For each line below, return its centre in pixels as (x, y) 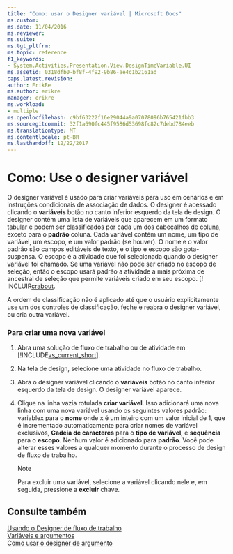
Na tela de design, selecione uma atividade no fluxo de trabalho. (109, 369)
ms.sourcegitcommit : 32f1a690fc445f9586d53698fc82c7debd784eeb (101, 124)
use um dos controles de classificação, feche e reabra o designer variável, (114, 307)
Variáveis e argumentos (41, 536)
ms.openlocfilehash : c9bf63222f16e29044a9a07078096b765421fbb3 (101, 117)
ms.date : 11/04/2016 (37, 27)
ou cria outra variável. (38, 315)
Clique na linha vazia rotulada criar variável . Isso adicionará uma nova (118, 403)
